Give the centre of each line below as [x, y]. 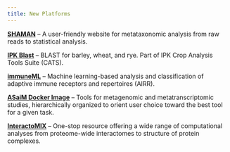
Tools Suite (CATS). [36, 62]
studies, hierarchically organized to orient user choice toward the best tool [115, 104]
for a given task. [31, 112]
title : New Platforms [39, 14]
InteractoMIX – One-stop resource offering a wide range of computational [115, 126]
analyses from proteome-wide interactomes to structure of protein [103, 133]
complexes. [24, 141]
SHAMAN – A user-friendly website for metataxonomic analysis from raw [113, 34]
